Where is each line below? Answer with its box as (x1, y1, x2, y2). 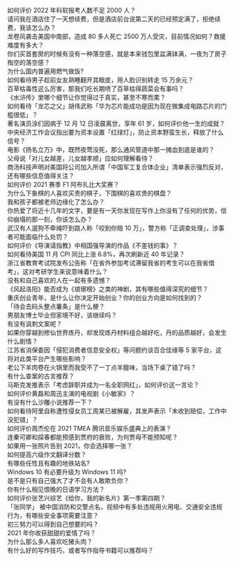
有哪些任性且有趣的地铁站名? (7, 459, 91, 467)
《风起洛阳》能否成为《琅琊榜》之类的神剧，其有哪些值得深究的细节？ (7, 285, 209, 293)
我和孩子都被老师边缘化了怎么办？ (7, 198, 105, 206)
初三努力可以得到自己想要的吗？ (7, 520, 99, 528)
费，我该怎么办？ (7, 24, 56, 31)
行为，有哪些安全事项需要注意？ (7, 512, 99, 519)
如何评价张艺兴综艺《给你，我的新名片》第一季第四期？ (7, 494, 166, 502)
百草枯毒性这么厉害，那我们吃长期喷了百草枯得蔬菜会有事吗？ (7, 84, 185, 93)
